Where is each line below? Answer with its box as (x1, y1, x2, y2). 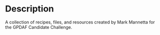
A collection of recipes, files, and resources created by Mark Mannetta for (5, 19, 155, 25)
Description (5, 3, 54, 14)
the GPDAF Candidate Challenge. (5, 24, 72, 30)
